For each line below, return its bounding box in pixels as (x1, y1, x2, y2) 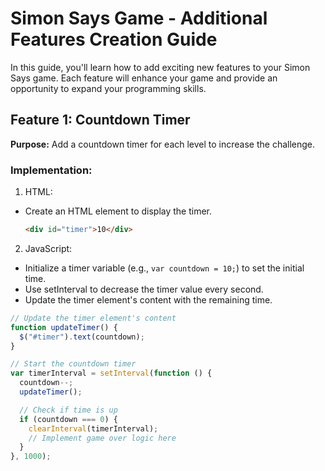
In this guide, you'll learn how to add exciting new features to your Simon (10, 61, 311, 73)
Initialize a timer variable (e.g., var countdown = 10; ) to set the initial (24, 262, 305, 274)
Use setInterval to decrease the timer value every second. (24, 283, 264, 295)
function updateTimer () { (10, 322, 118, 332)
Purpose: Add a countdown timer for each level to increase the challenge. (10, 138, 316, 150)
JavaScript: (24, 242, 73, 254)
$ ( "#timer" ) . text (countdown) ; (19, 332, 145, 342)
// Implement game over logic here (28, 433, 177, 443)
